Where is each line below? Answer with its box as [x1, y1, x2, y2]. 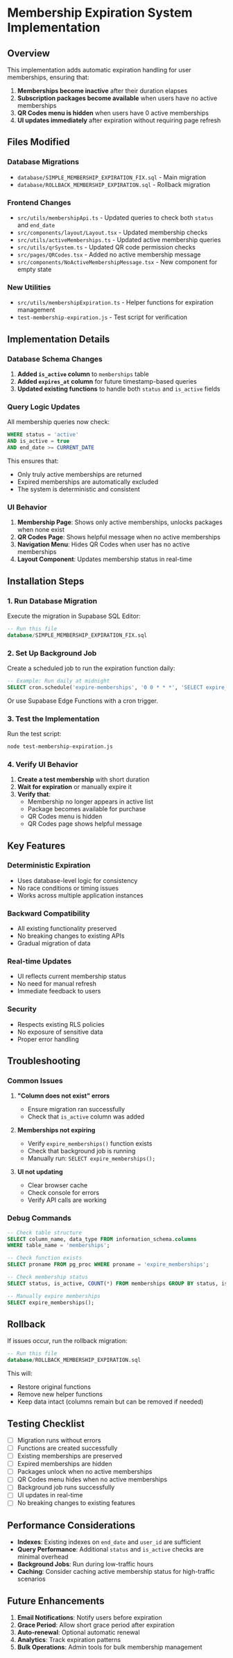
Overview [7, 47, 51, 59]
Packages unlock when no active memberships [17, 1468, 153, 1476]
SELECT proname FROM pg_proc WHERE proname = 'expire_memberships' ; [7, 1261, 209, 1268]
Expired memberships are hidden [17, 1460, 112, 1468]
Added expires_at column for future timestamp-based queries [17, 377, 198, 385]
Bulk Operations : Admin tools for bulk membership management [17, 1643, 202, 1652]
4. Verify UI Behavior [7, 759, 78, 769]
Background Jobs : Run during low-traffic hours [17, 1560, 154, 1568]
